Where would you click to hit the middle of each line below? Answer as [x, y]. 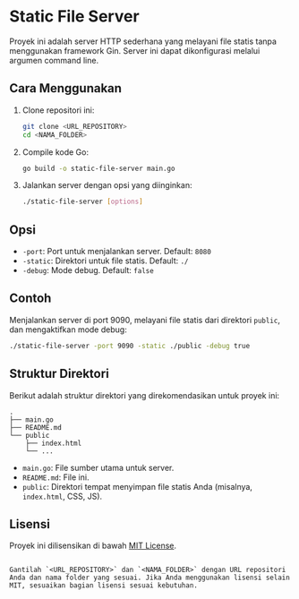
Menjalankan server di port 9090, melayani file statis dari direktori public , [145, 320]
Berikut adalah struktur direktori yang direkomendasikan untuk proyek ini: [145, 395]
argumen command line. [54, 60]
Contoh [30, 299]
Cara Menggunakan [66, 88]
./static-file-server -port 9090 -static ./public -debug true [130, 346]
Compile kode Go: [56, 152]
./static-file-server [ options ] [82, 202]
